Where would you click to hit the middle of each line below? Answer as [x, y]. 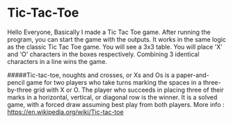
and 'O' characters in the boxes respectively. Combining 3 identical [103, 54]
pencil [16, 82]
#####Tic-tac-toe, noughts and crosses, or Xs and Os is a [91, 75]
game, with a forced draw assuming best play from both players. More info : [116, 104]
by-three [20, 90]
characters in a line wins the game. [57, 61]
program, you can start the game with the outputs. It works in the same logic [117, 39]
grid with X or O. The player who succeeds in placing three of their [129, 90]
